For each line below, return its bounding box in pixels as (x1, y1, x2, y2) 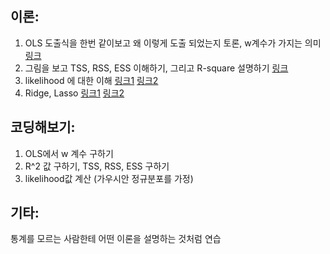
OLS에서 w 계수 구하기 (24, 147, 114, 159)
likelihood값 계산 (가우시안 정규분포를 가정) (24, 172, 194, 184)
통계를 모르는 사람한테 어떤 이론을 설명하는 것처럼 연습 (10, 233, 222, 245)
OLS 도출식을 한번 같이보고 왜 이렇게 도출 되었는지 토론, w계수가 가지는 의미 (24, 37, 322, 49)
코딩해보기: (10, 119, 76, 136)
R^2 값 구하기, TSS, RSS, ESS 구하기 (24, 160, 170, 172)
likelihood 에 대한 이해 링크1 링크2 (24, 74, 159, 86)
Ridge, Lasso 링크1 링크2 (24, 87, 125, 99)
